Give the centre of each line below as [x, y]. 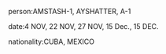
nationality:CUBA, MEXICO [51, 41]
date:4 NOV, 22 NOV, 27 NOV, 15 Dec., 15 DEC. [83, 26]
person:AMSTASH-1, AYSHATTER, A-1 [70, 11]
